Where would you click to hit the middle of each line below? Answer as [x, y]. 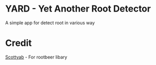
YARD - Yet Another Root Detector [78, 9]
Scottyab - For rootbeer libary [36, 57]
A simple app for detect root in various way [50, 23]
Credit [18, 43]
